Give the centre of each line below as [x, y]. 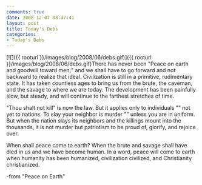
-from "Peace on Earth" [36, 176]
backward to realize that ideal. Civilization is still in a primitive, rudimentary [99, 77]
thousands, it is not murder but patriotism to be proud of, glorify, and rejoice [101, 127]
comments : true [25, 12]
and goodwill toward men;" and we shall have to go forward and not [91, 70]
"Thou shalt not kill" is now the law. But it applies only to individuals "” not [98, 108]
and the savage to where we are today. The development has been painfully [101, 89]
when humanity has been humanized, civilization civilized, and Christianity [99, 158]
